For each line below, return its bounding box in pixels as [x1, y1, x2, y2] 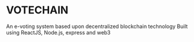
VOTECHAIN [6, 3, 69, 17]
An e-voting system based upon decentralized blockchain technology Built [6, 23, 188, 30]
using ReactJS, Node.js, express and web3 [6, 29, 111, 36]
